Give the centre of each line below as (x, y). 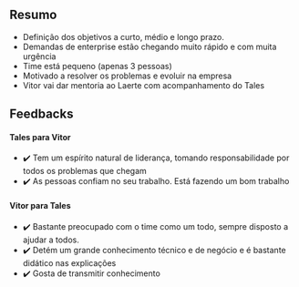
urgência (39, 56)
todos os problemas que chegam (85, 171)
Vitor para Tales (40, 205)
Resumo (33, 15)
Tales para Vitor (40, 137)
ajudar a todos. (51, 240)
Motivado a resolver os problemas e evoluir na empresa (127, 76)
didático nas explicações (69, 262)
